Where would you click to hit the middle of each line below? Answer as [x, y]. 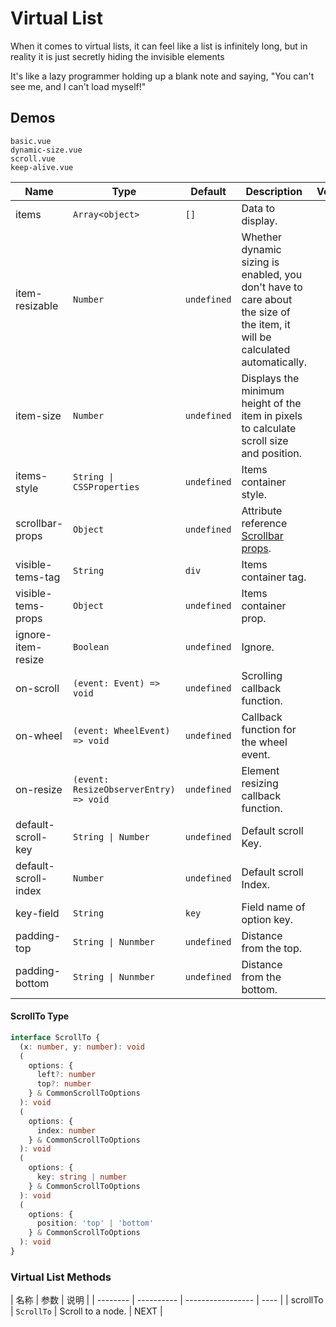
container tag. [274, 577]
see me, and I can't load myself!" [78, 86]
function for [269, 729]
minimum [263, 390]
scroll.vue [33, 158]
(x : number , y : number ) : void [82, 1047]
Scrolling [262, 675]
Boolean [91, 646]
